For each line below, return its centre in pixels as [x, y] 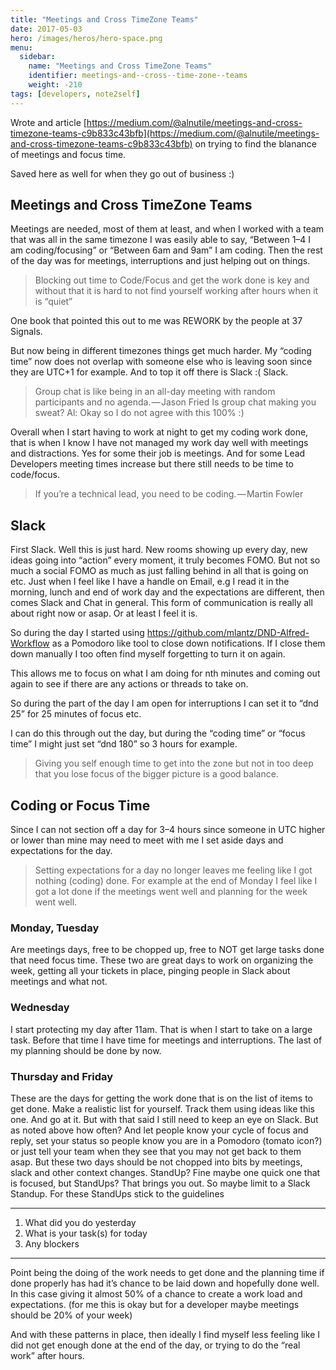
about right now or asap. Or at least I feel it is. [104, 613]
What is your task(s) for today [86, 1233]
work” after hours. [47, 1355]
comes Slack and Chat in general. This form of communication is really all [161, 603]
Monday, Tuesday [55, 928]
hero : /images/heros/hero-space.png [86, 38]
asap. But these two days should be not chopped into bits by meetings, [156, 1162]
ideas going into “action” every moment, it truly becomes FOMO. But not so [165, 560]
